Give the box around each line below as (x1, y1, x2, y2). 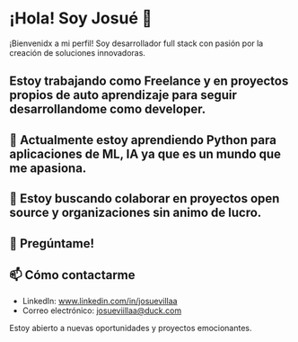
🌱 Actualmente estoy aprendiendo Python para (9, 132, 276, 148)
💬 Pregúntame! (9, 236, 95, 251)
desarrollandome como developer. (9, 102, 206, 117)
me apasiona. (9, 160, 87, 175)
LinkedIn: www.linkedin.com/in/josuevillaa (22, 296, 178, 307)
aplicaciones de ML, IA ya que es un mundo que (9, 146, 281, 161)
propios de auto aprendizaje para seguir (9, 87, 238, 103)
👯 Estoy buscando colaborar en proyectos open (9, 191, 280, 206)
